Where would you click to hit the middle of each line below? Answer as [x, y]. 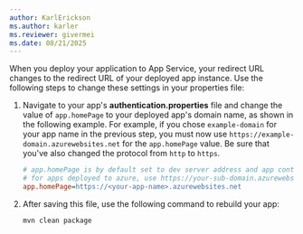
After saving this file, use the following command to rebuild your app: [151, 203]
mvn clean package [57, 220]
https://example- [262, 135]
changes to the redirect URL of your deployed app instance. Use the [137, 79]
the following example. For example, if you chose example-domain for [150, 125]
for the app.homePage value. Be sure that [195, 144]
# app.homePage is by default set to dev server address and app [148, 170]
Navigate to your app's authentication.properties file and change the [152, 106]
